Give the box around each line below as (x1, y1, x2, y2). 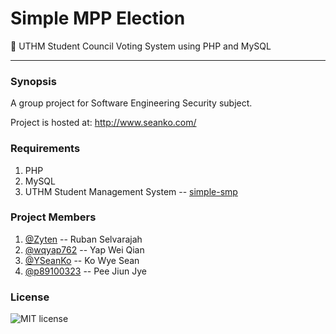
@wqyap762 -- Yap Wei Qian (24, 243, 145, 256)
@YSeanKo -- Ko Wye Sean (24, 254, 140, 266)
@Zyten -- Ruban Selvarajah (24, 233, 143, 245)
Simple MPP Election (10, 7, 186, 30)
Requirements (10, 142, 81, 156)
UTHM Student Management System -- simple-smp (24, 185, 238, 197)
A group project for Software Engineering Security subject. (10, 97, 253, 109)
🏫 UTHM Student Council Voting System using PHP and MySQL (10, 40, 272, 52)
